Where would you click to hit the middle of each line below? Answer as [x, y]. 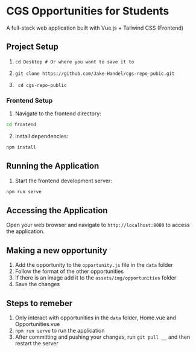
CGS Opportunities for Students [88, 11]
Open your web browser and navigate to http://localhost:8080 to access [98, 225]
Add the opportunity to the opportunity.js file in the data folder [94, 265]
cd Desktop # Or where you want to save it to [74, 62]
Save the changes [37, 284]
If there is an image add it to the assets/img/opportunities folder [96, 278]
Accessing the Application [57, 210]
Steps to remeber [40, 303]
